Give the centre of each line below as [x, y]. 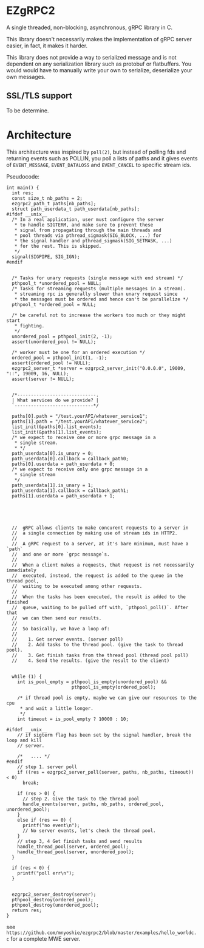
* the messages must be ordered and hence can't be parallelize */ [101, 299]
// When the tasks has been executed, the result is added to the [99, 597]
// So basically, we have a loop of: [61, 629]
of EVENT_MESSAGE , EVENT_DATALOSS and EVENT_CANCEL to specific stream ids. [99, 165]
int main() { [23, 188]
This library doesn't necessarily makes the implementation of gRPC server [99, 39]
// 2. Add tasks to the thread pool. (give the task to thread [97, 644]
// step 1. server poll [47, 767]
